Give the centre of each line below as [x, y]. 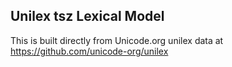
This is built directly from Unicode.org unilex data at [117, 40]
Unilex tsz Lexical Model [87, 16]
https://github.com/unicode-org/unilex [89, 51]
